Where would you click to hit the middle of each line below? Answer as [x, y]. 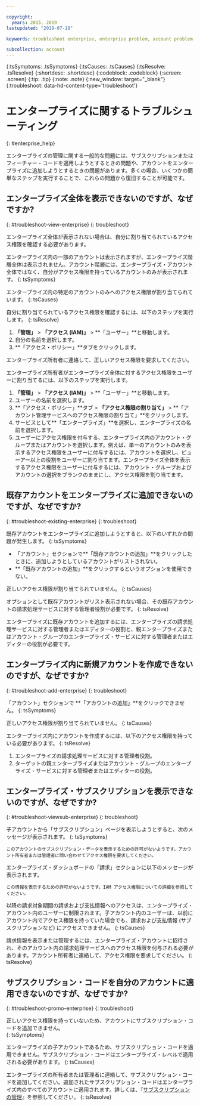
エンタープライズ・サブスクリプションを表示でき [96, 791]
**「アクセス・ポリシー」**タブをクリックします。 [77, 347]
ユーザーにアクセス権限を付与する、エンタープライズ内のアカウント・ [100, 437]
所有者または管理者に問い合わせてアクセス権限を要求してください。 [85, 856]
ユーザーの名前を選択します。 [51, 400]
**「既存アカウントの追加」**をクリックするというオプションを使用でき [103, 569]
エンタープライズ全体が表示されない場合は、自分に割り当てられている [92, 237]
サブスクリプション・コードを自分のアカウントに [96, 982]
